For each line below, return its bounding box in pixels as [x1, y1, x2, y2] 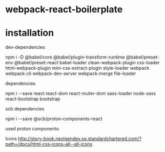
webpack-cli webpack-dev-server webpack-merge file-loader [5, 70, 136, 77]
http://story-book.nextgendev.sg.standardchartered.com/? [17, 136, 142, 142]
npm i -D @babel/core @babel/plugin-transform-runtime [5, 54, 125, 60]
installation [5, 27, 54, 39]
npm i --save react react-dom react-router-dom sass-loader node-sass [5, 90, 156, 97]
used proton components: [5, 126, 60, 132]
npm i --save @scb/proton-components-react [5, 116, 102, 122]
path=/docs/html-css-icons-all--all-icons [5, 141, 93, 147]
